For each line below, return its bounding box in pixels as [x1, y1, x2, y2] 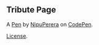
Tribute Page [6, 5, 56, 15]
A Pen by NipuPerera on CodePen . [6, 20, 94, 28]
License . [6, 32, 28, 40]
